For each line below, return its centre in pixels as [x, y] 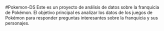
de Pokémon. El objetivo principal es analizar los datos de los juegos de [79, 12]
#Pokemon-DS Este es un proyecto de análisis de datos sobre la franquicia [82, 7]
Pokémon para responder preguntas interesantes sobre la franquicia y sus [82, 18]
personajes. [17, 23]
